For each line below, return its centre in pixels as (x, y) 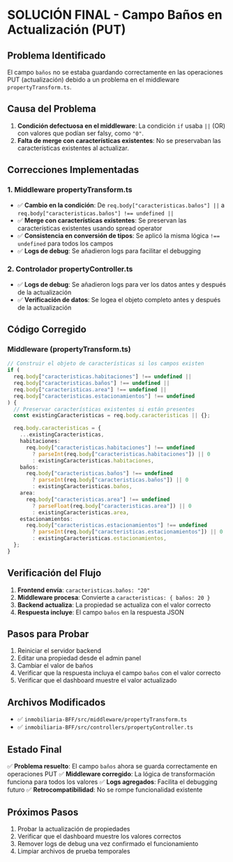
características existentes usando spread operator (90, 228)
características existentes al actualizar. (73, 148)
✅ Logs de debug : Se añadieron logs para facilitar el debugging (109, 250)
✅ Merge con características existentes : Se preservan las (102, 220)
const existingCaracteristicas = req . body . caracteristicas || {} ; (112, 416)
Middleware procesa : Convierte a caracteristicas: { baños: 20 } (114, 597)
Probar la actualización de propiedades (74, 829)
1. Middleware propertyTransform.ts (70, 190)
